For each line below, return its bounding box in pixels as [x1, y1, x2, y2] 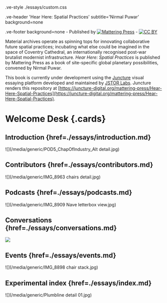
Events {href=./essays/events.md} [5, 251, 116, 260]
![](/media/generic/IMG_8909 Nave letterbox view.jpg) [5, 201, 116, 207]
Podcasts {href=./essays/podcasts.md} [5, 188, 133, 197]
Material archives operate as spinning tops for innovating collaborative [5, 38, 150, 44]
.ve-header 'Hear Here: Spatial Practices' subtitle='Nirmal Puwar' [5, 14, 140, 19]
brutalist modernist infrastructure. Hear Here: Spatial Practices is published [5, 54, 161, 60]
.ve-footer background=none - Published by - [5, 29, 138, 34]
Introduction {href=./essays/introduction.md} [5, 133, 151, 142]
